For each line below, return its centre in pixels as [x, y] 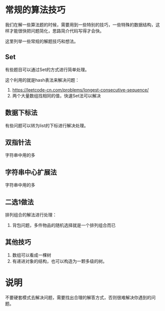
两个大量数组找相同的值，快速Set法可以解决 [56, 95]
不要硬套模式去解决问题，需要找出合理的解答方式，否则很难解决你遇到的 [78, 297]
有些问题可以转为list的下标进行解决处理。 [47, 125]
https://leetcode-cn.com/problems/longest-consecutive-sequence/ [80, 90]
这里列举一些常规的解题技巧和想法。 [42, 41]
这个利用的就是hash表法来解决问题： [42, 80]
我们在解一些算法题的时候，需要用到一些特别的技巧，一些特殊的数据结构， [80, 25]
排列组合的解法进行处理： [31, 215]
